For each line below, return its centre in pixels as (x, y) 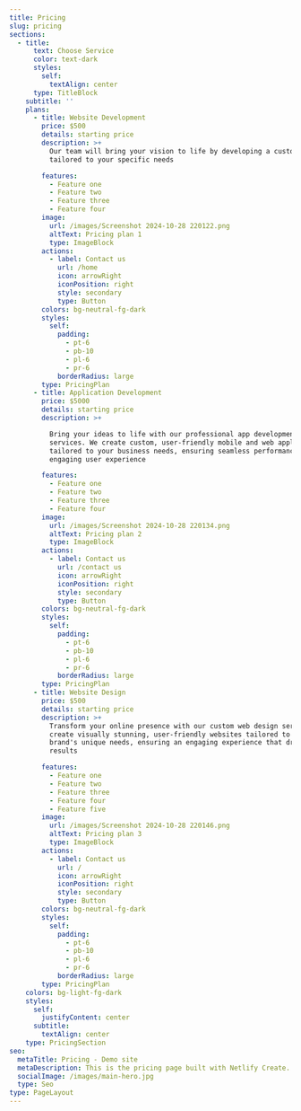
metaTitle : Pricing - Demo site (78, 1059)
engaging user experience (97, 459)
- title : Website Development (89, 118)
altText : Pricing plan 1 (95, 234)
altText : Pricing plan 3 (95, 834)
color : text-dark (65, 59)
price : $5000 (66, 401)
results (63, 751)
